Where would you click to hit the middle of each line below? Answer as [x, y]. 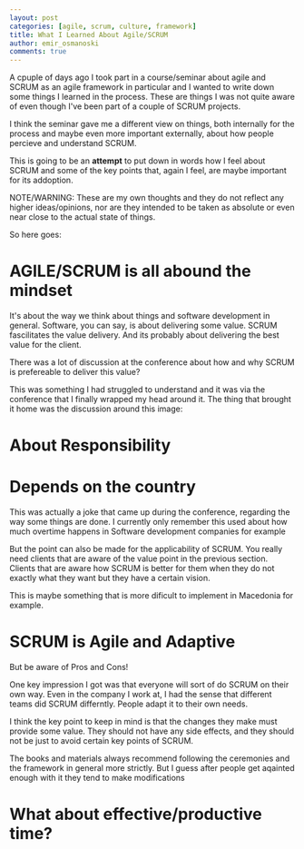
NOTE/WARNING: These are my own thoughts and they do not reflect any [147, 198]
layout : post [34, 18]
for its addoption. [42, 180]
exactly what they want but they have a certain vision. [110, 578]
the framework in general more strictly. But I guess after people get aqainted [152, 768]
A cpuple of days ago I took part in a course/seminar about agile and [137, 77]
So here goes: [35, 235]
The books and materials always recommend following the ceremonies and [150, 758]
